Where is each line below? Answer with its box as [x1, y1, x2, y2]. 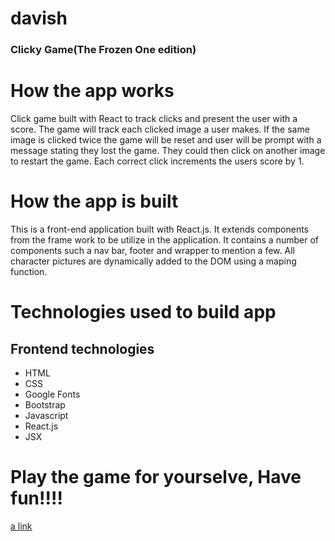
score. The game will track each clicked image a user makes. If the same [10, 123, 310, 136]
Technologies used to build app [10, 301, 277, 324]
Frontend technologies [10, 340, 155, 357]
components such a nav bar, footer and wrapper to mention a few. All [10, 244, 295, 256]
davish [10, 7, 68, 30]
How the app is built [10, 190, 179, 213]
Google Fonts [24, 388, 81, 400]
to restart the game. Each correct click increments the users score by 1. [10, 155, 305, 167]
